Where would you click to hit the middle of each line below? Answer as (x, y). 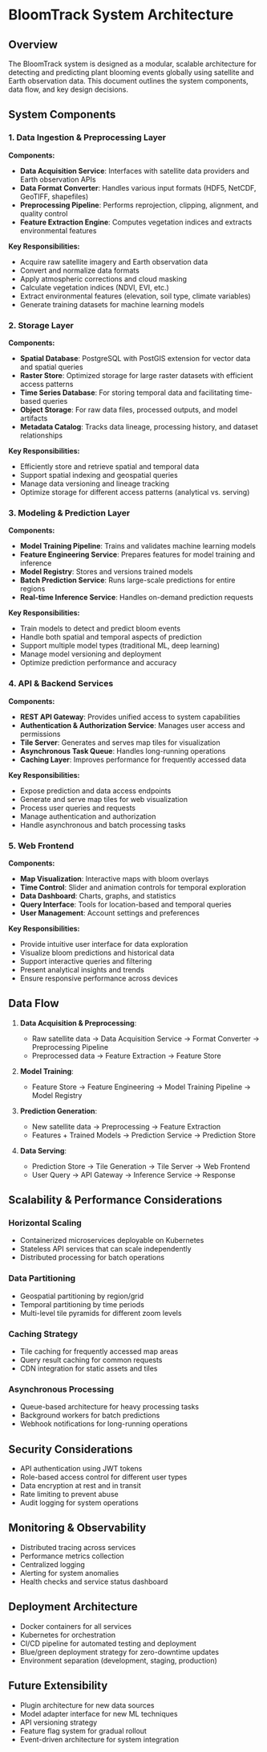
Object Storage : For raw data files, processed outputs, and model (129, 409)
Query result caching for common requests (91, 1359)
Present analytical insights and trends (82, 969)
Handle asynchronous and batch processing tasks (103, 825)
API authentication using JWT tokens (81, 1469)
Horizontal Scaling (45, 1223)
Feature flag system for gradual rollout (83, 1730)
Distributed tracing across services (78, 1547)
